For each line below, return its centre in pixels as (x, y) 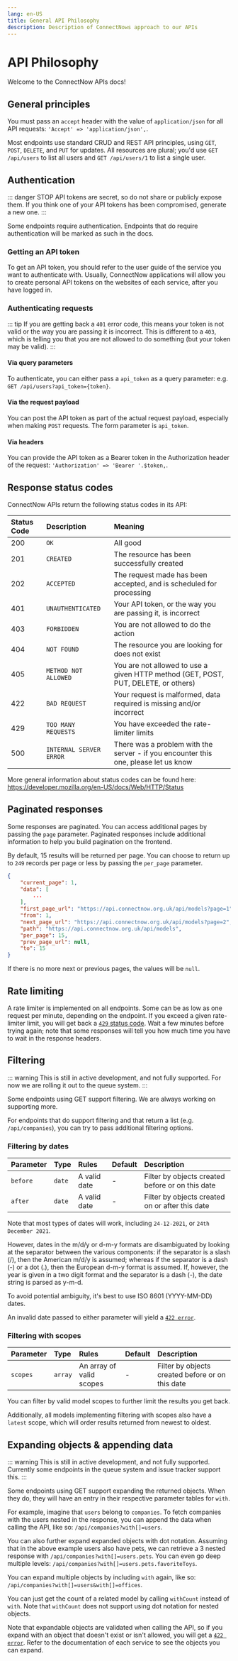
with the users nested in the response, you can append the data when (109, 1520)
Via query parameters (40, 363)
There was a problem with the (163, 744)
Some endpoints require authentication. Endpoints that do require (103, 226)
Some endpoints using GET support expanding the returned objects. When (116, 1491)
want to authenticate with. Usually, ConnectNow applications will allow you (117, 275)
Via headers (25, 442)
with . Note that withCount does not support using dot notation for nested (113, 1606)
